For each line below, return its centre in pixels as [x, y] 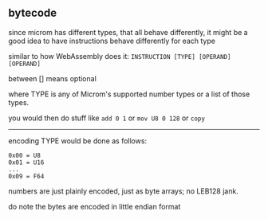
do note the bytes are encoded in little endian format [95, 206]
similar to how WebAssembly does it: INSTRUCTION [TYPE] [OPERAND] [120, 56]
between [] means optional [53, 78]
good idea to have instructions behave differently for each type [112, 41]
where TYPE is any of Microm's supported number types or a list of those [129, 94]
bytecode [33, 13]
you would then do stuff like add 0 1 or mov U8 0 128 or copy [107, 118]
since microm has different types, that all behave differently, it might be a [128, 32]
